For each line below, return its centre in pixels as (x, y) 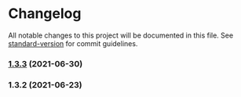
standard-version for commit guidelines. (73, 43)
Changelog (45, 14)
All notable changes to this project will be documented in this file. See (121, 35)
